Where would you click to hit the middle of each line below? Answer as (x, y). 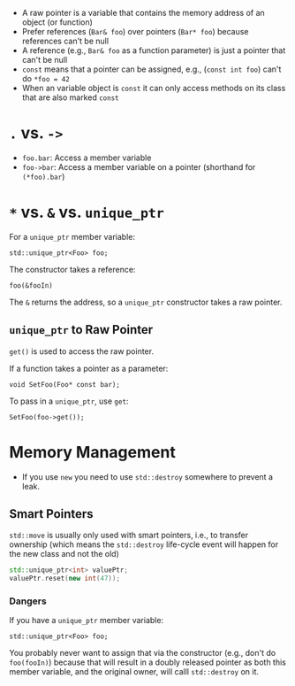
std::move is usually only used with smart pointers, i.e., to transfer (129, 536)
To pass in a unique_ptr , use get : (69, 401)
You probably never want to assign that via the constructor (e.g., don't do (143, 653)
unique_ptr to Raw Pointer (81, 330)
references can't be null (65, 41)
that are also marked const (70, 97)
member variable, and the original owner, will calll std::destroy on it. (134, 672)
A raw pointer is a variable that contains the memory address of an (143, 13)
